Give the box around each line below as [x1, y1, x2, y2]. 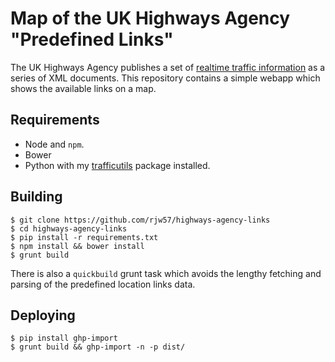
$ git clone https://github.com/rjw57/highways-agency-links [10, 215, 271, 225]
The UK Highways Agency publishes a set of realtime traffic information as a [10, 61, 326, 73]
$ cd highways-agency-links [10, 223, 128, 234]
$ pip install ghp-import [10, 333, 118, 344]
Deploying [10, 307, 76, 324]
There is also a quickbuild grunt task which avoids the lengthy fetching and [10, 267, 322, 279]
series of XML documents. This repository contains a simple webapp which [10, 72, 321, 84]
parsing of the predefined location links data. [10, 278, 196, 290]
